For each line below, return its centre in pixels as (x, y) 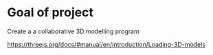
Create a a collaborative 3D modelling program (73, 31)
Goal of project (51, 13)
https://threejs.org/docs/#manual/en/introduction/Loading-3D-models (106, 44)
